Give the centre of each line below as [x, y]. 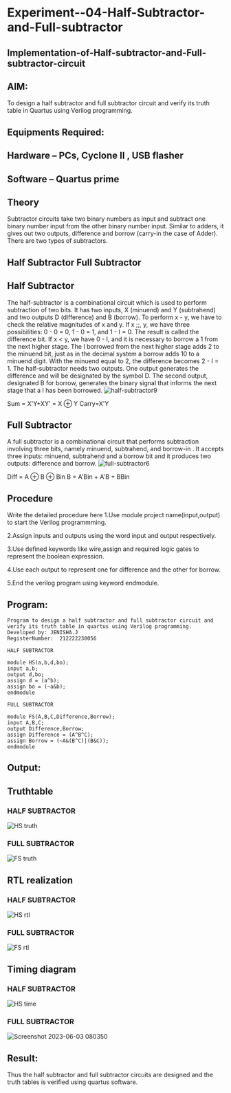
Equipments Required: [56, 132]
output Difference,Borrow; [46, 729]
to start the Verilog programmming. [57, 522]
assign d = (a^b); [33, 681]
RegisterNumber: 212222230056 [52, 639]
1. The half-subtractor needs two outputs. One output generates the [103, 368]
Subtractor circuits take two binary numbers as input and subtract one [107, 219]
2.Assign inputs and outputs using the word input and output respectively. [112, 536]
